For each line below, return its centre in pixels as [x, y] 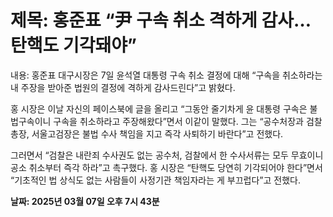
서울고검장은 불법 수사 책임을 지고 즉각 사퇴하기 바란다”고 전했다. [157, 133]
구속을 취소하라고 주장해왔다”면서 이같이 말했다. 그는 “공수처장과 [178, 121]
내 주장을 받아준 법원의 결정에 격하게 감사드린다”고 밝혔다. [123, 87]
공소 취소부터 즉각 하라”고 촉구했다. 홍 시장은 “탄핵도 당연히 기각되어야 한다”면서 [166, 167]
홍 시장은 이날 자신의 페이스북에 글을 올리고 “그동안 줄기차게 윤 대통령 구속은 [159, 108]
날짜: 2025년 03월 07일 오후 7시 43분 [85, 201]
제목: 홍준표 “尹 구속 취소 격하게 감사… [161, 20]
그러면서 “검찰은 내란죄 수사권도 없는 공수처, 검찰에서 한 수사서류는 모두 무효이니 [167, 155]
